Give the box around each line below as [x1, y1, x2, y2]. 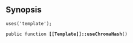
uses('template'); [5, 20, 52, 26]
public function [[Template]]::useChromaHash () [5, 31, 128, 37]
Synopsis [5, 5, 42, 15]
